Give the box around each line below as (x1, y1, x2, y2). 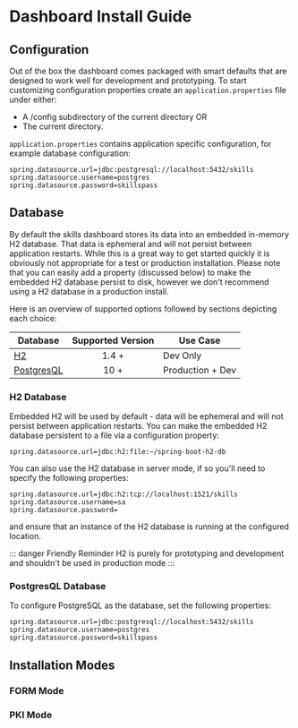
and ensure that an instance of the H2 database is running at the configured (9, 521, 289, 532)
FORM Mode (9, 684, 64, 697)
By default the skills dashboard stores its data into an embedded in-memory (9, 228, 289, 239)
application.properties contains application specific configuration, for (9, 139, 272, 149)
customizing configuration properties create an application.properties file (9, 85, 286, 95)
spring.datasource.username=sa (9, 498, 126, 507)
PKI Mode (9, 708, 53, 721)
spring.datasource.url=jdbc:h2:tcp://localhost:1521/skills (9, 490, 239, 499)
